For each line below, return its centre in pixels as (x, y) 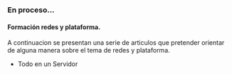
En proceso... (31, 10)
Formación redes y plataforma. (54, 27)
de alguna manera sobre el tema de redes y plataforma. (89, 51)
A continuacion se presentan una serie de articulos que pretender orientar (116, 43)
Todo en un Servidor (48, 64)
